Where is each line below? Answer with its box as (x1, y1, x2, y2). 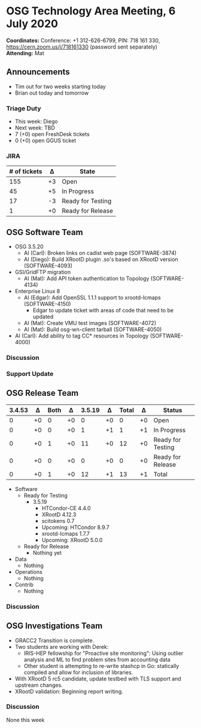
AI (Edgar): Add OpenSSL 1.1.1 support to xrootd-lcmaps (23, 294, 162, 301)
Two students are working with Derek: (14, 643, 109, 650)
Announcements (6, 67, 70, 77)
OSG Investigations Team (6, 621, 103, 631)
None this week (6, 716, 45, 723)
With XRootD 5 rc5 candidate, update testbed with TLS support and (14, 675, 181, 682)
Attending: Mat (6, 49, 44, 56)
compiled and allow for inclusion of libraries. (23, 669, 133, 676)
